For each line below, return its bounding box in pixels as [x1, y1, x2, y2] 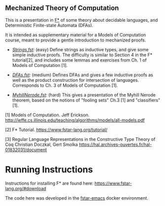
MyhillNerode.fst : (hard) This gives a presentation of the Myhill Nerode [12, 92, 156, 98]
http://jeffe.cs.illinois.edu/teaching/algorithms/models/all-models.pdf [5, 117, 145, 123]
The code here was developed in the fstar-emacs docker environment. [5, 195, 149, 201]
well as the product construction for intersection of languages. [12, 77, 139, 83]
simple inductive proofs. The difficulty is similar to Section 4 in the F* [12, 52, 153, 58]
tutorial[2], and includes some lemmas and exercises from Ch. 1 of [12, 57, 147, 63]
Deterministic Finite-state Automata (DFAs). [5, 22, 94, 28]
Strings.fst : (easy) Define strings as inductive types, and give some [12, 46, 149, 52]
